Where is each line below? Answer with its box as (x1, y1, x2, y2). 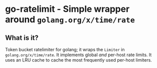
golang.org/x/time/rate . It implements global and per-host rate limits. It (5, 52, 152, 58)
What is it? (5, 34, 39, 42)
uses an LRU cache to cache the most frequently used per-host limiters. (5, 57, 152, 63)
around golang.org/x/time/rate (5, 14, 135, 25)
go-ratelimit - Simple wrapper (5, 3, 130, 15)
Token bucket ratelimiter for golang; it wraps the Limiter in (5, 47, 125, 52)
